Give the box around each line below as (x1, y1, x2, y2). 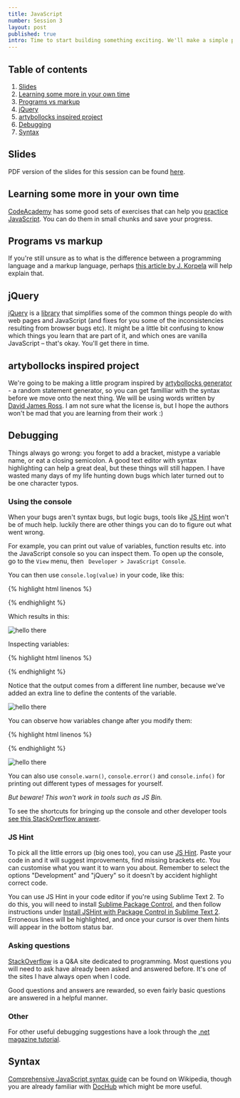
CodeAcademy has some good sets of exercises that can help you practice (8, 207, 229, 215)
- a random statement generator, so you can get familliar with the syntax (8, 386, 220, 394)
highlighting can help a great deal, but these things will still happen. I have (8, 463, 225, 472)
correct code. (8, 878, 48, 888)
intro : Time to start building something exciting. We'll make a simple (8, 37, 229, 44)
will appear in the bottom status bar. (8, 923, 114, 931)
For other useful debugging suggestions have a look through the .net (8, 1027, 210, 1036)
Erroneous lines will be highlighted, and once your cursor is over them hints (8, 915, 230, 924)
